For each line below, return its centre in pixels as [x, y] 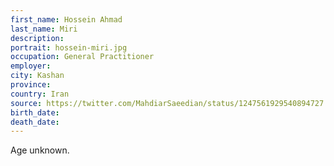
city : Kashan [37, 76]
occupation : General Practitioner [82, 57]
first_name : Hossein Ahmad [66, 19]
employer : [31, 66]
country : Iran [40, 94]
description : [37, 38]
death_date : [35, 122]
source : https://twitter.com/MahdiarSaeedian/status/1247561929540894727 [167, 103]
